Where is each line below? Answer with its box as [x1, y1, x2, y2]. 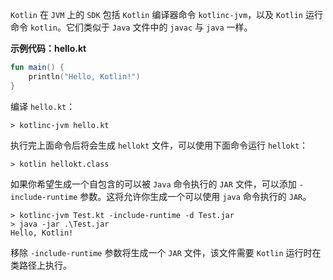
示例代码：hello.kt [10, 43, 87, 54]
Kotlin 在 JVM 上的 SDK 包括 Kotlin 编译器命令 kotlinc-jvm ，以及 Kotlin [10, 9, 304, 20]
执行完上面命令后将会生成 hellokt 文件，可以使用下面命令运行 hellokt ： [10, 139, 309, 151]
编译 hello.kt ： [10, 100, 76, 112]
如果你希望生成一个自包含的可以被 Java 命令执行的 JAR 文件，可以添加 [10, 178, 297, 190]
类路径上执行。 [10, 259, 72, 271]
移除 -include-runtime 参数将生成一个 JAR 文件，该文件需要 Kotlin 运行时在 [10, 246, 322, 258]
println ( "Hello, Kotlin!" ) [28, 71, 141, 82]
